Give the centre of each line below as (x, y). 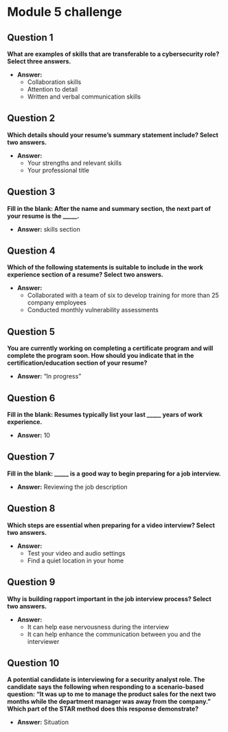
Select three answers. (39, 61)
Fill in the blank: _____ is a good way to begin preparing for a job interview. (114, 474)
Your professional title (58, 170)
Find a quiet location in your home (76, 560)
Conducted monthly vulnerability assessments (93, 310)
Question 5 (31, 332)
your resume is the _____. (43, 216)
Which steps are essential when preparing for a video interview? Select (111, 525)
